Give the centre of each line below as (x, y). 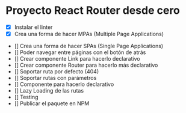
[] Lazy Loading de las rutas (49, 91)
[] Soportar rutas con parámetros (55, 78)
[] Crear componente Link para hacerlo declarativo (77, 59)
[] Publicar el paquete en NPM (52, 103)
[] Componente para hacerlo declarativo (64, 84)
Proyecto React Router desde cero (93, 11)
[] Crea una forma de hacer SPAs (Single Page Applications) (89, 46)
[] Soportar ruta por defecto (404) (57, 72)
